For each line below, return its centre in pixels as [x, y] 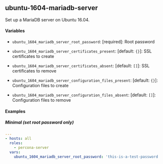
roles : [16, 143]
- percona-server [31, 148]
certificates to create [33, 56]
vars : [15, 152]
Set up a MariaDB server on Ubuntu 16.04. [47, 19]
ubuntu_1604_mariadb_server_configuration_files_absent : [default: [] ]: [84, 95]
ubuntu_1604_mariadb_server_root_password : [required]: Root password [83, 42]
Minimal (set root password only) [40, 122]
